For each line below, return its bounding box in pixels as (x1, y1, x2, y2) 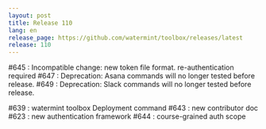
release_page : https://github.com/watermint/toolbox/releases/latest (8, 33, 244, 42)
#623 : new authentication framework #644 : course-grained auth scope (8, 112, 246, 121)
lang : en (8, 26, 37, 34)
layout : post (8, 11, 52, 20)
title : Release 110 (8, 19, 73, 27)
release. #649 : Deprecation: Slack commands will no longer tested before (8, 80, 252, 89)
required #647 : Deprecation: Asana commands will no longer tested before (8, 71, 256, 81)
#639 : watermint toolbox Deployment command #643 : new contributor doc (8, 104, 259, 113)
